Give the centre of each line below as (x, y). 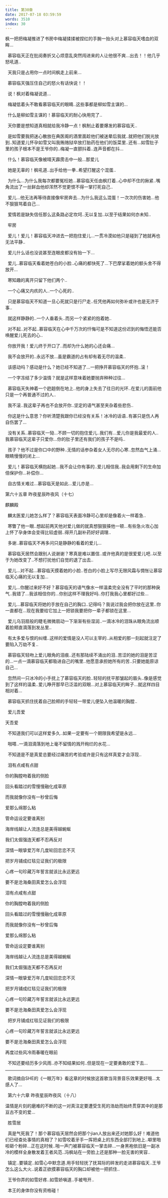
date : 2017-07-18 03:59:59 (33, 15)
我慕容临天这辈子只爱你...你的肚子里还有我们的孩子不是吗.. (65, 439)
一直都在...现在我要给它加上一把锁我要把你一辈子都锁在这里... (68, 611)
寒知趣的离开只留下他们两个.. (37, 280)
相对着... (14, 691)
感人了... (14, 1085)
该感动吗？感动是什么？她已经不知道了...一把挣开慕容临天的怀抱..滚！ (78, 367)
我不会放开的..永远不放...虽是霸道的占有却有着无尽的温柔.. (67, 356)
